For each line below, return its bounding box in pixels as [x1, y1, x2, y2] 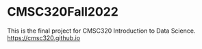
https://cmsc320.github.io [7, 33, 81, 42]
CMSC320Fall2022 [7, 4, 118, 20]
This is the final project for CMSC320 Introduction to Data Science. [7, 27, 196, 35]
